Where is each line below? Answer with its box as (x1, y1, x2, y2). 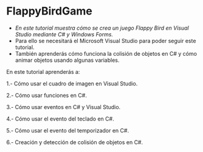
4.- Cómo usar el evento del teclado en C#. (6, 115, 114, 122)
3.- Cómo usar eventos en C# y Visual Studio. (6, 103, 121, 110)
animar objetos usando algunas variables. (15, 56, 120, 64)
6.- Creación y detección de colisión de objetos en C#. (6, 138, 143, 146)
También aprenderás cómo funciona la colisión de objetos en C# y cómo (15, 50, 198, 57)
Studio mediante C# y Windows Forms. (15, 30, 114, 38)
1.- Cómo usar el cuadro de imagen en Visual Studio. (6, 80, 138, 87)
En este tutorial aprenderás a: (6, 68, 80, 75)
